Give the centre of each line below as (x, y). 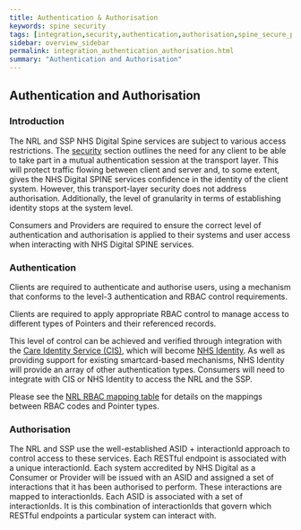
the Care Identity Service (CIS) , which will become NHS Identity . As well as (147, 350)
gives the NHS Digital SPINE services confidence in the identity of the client (149, 179)
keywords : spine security (57, 26)
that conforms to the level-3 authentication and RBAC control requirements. (149, 296)
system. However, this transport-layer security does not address (128, 189)
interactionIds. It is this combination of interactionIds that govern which (140, 506)
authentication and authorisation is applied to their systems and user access (150, 234)
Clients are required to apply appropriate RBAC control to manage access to (149, 314)
